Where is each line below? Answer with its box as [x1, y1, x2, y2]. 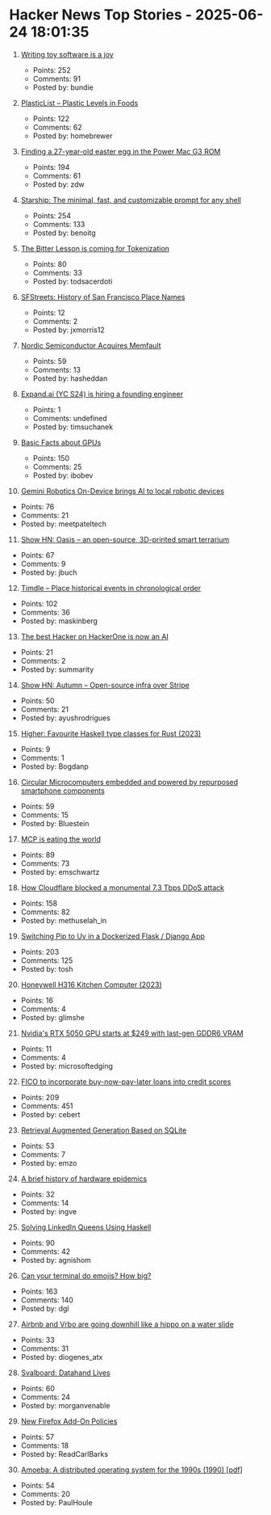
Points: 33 [20, 1335, 55, 1344]
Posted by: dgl [20, 1303, 69, 1313]
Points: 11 [20, 1044, 52, 1053]
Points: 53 [20, 1141, 55, 1150]
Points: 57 [20, 1432, 55, 1441]
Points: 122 [32, 113, 70, 123]
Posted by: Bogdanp [20, 762, 90, 771]
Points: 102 [20, 598, 58, 608]
